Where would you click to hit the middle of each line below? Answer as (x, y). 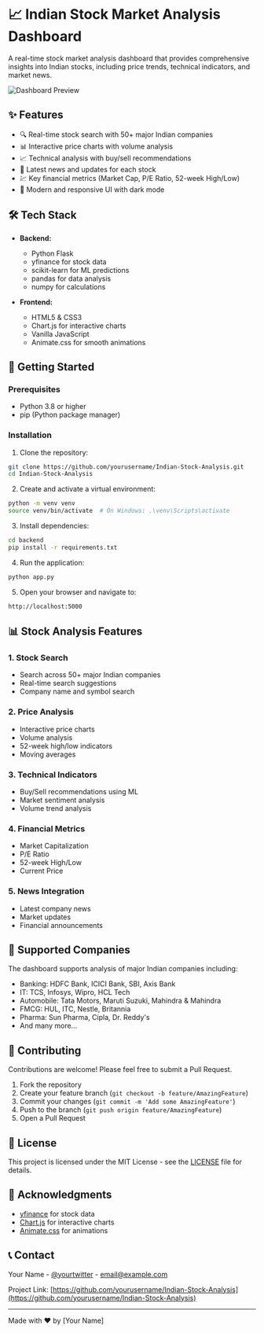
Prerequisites (34, 389)
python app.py (31, 577)
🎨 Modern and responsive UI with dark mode (92, 190)
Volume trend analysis (55, 808)
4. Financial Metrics (47, 828)
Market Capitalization (54, 846)
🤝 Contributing (45, 1050)
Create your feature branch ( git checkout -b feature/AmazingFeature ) (134, 1093)
